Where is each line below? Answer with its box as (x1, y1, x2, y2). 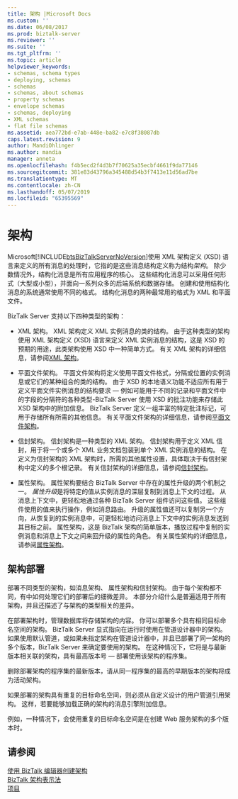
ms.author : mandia (7, 149, 62, 156)
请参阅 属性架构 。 (17, 540, 68, 549)
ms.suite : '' (7, 43, 46, 50)
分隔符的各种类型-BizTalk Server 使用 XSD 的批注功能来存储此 (42, 395, 223, 404)
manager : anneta (7, 155, 55, 163)
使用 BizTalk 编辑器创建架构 (7, 766, 88, 775)
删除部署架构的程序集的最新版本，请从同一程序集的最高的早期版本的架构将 (7, 666, 225, 675)
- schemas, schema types (7, 69, 81, 77)
